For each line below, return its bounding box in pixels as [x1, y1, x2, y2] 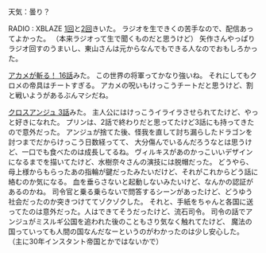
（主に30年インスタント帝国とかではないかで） [8, 237, 164, 246]
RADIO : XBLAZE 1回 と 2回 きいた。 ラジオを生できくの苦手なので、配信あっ [8, 24, 254, 33]
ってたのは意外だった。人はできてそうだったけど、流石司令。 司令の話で [8, 207, 246, 216]
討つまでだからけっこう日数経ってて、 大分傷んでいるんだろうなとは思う [8, 138, 245, 146]
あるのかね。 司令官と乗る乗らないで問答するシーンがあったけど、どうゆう [8, 187, 253, 197]
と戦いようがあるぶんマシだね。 [8, 91, 113, 99]
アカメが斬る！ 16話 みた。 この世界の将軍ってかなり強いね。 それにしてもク [8, 71, 257, 80]
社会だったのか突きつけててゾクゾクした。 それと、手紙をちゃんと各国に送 [8, 197, 254, 206]
